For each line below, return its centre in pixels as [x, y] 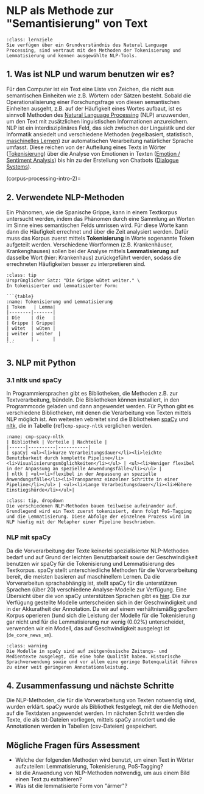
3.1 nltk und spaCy [34, 380]
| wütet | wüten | [31, 328]
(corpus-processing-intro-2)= [44, 178]
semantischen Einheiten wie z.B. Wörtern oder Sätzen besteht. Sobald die [99, 96]
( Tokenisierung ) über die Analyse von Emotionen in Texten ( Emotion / [93, 153]
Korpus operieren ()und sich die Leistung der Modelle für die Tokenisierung [101, 615]
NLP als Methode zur [60, 11]
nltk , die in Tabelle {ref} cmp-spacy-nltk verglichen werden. [80, 426]
